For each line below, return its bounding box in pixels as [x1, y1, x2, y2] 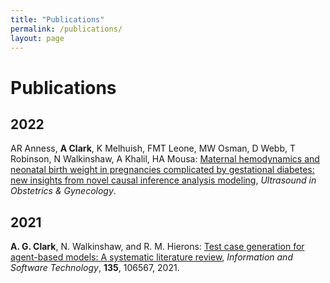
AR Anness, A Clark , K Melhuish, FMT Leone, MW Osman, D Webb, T [10, 142, 296, 155]
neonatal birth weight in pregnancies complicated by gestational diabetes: [10, 164, 315, 176]
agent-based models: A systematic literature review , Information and [10, 251, 293, 263]
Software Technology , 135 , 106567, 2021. [10, 262, 180, 274]
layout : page [10, 33, 65, 43]
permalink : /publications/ [10, 24, 123, 34]
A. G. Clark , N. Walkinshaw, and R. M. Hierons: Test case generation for [10, 241, 305, 253]
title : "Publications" [10, 14, 105, 25]
